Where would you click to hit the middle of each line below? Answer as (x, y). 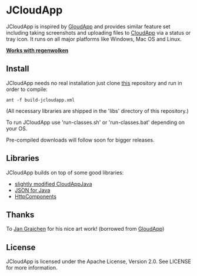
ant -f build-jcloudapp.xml (41, 100)
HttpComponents (36, 196)
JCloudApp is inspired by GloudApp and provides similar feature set (88, 26)
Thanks (20, 215)
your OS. (17, 128)
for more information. (32, 268)
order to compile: (27, 89)
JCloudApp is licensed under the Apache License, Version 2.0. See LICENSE (98, 261)
